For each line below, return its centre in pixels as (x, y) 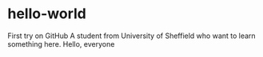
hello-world (47, 14)
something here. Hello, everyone (61, 44)
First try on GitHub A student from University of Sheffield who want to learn (132, 36)
